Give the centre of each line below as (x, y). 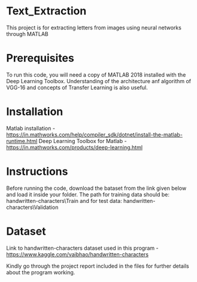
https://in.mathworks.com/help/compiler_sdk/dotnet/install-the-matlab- (94, 134)
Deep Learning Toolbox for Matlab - (83, 141)
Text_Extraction (46, 11)
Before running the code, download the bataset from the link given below (96, 188)
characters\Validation (32, 207)
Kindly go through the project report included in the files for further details (98, 266)
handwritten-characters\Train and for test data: (64, 201)
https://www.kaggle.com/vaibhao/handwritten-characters (77, 254)
